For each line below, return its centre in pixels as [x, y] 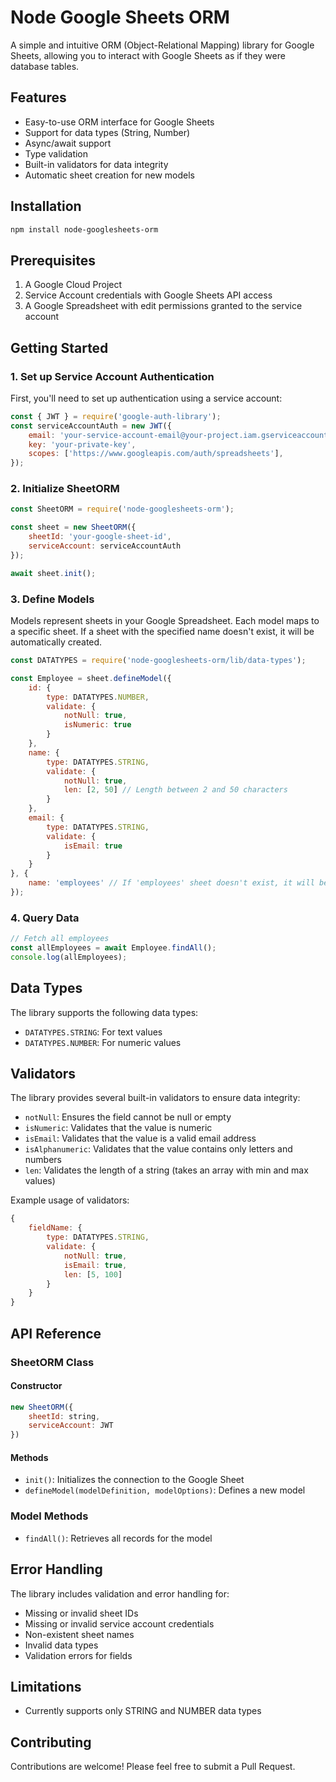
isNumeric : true [97, 725]
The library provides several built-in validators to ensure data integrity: [155, 1098]
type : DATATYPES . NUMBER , [98, 697]
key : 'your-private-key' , [82, 444]
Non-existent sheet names [79, 1634]
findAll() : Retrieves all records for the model [118, 1538]
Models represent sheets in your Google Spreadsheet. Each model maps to [165, 621]
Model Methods [49, 1516]
